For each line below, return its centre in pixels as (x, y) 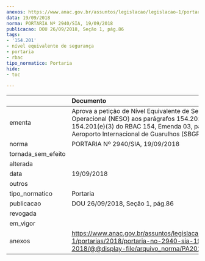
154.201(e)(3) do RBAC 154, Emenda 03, (132, 127)
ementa (20, 123)
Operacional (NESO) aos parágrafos (123, 119)
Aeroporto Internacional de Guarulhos (126, 134)
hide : (13, 69)
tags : (13, 35)
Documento (89, 101)
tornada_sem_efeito (38, 154)
